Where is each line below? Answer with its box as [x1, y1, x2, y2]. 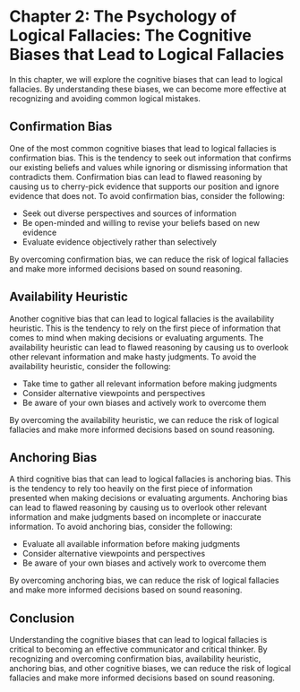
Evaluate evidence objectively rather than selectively [21, 236, 218, 247]
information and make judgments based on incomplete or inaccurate [9, 512, 261, 523]
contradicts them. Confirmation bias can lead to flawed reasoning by [9, 171, 262, 182]
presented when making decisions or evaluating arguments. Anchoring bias [9, 493, 288, 504]
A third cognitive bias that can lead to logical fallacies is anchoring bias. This [9, 473, 291, 485]
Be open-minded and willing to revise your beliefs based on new [21, 217, 261, 228]
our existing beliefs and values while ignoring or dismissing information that [9, 161, 288, 172]
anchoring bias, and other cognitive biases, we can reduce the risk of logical [9, 663, 291, 674]
